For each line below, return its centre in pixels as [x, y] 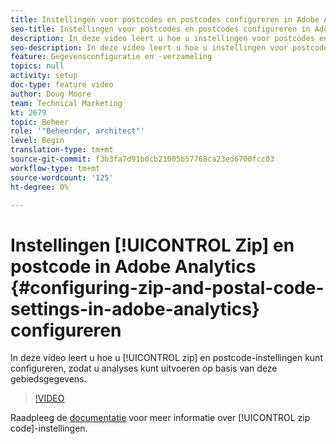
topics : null [37, 66]
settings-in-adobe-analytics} [135, 308]
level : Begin [37, 141]
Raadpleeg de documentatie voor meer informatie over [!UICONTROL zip [160, 418]
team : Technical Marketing [66, 103]
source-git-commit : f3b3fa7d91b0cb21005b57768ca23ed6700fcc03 [142, 159]
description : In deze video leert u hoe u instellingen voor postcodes [162, 38]
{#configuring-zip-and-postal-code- [167, 287]
